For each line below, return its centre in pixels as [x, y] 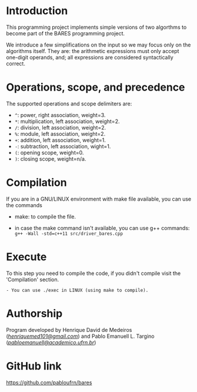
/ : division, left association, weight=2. [60, 127]
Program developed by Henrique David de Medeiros [69, 330]
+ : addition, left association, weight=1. [60, 140]
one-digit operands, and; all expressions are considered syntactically [90, 57]
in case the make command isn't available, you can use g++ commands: [102, 228]
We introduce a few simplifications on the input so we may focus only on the [98, 45]
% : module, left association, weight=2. [60, 134]
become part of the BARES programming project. [66, 33]
